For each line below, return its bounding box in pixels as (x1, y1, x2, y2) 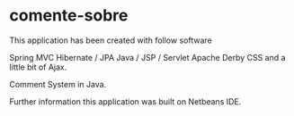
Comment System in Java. (9, 79, 107, 89)
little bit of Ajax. (9, 62, 67, 72)
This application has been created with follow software (9, 35, 213, 46)
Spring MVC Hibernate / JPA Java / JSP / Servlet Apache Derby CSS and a (9, 52, 286, 62)
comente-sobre (9, 5, 129, 26)
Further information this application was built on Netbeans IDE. (9, 95, 242, 107)
